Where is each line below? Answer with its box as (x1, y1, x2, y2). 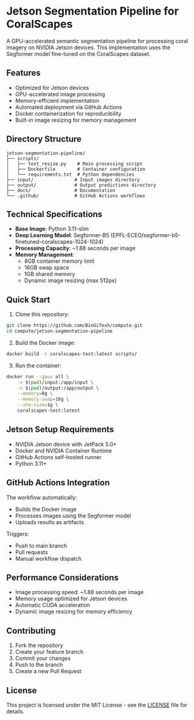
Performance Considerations (6, 572, 119, 583)
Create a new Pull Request (15, 668, 82, 675)
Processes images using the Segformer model (15, 512, 131, 519)
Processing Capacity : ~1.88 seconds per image (15, 244, 136, 252)
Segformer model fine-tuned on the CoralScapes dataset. (6, 50, 151, 57)
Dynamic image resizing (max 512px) (24, 277, 117, 284)
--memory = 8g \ (17, 390, 53, 396)
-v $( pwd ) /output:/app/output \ (17, 385, 99, 391)
